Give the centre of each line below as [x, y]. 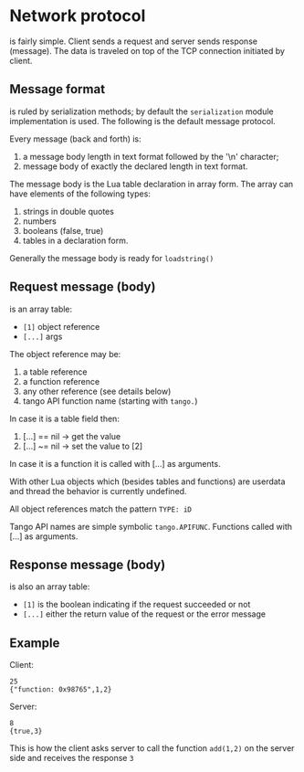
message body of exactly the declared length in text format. [135, 166]
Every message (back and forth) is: [75, 139]
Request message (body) [83, 287]
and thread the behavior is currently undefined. [98, 491]
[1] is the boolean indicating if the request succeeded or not [136, 605]
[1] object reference [61, 326]
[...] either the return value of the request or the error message [144, 614]
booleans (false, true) [63, 230]
